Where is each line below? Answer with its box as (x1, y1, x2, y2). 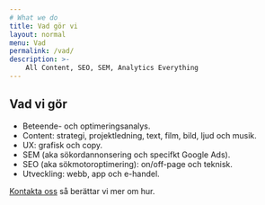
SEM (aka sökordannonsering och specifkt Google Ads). (22, 149, 231, 160)
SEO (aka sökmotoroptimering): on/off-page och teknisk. (22, 158, 234, 169)
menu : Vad (9, 38, 47, 48)
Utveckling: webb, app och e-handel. (22, 168, 160, 179)
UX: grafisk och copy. (22, 139, 103, 150)
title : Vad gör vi (9, 22, 78, 31)
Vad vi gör (9, 96, 67, 112)
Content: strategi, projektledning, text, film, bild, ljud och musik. (22, 129, 258, 140)
